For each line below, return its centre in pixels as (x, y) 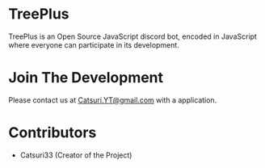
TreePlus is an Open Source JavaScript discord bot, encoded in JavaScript (132, 36)
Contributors (53, 133)
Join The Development (86, 78)
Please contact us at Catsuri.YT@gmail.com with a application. (113, 100)
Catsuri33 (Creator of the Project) (76, 155)
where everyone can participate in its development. (94, 44)
